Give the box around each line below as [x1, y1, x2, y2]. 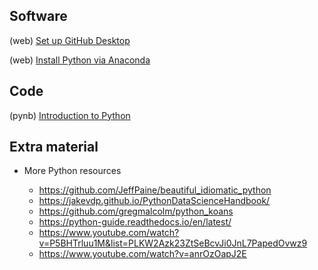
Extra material [9, 139, 99, 156]
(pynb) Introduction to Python [9, 109, 131, 121]
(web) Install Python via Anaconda [9, 54, 151, 66]
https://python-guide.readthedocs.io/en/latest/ [38, 216, 232, 228]
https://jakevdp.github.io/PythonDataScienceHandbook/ [38, 195, 271, 207]
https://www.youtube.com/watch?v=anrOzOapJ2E [38, 248, 247, 260]
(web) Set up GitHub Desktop [9, 34, 131, 46]
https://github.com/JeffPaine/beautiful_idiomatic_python [38, 184, 272, 196]
